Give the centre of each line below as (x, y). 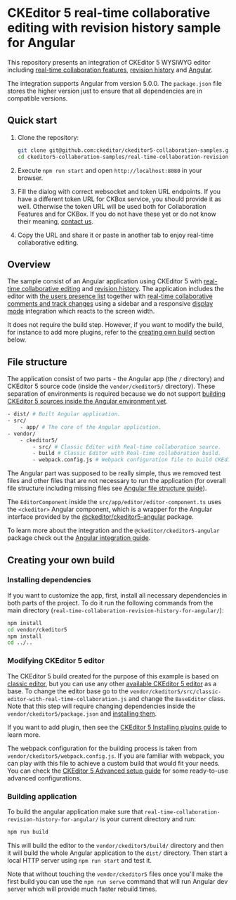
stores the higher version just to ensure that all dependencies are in (105, 91)
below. (17, 340)
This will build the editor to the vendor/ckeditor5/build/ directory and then (116, 845)
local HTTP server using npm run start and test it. (80, 860)
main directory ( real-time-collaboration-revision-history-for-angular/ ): (116, 610)
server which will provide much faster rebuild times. (82, 889)
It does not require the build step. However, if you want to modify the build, (116, 325)
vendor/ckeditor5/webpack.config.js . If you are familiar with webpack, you (116, 756)
